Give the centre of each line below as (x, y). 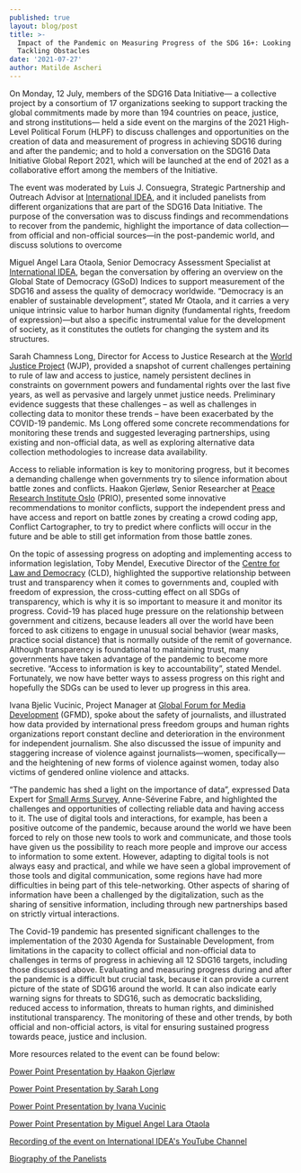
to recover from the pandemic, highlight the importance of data (126, 225)
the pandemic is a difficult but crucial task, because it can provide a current (149, 979)
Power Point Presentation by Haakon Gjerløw (92, 1071)
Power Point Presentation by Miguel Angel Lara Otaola (110, 1123)
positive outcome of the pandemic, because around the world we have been (150, 827)
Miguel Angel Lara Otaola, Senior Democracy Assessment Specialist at (140, 262)
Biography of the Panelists (58, 1159)
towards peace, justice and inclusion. (78, 1036)
